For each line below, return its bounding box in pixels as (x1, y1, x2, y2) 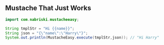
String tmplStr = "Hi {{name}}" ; (5, 26, 75, 31)
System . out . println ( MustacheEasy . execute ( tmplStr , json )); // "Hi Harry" (5, 35, 160, 40)
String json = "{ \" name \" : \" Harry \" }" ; (5, 31, 88, 36)
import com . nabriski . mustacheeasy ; (5, 17, 79, 22)
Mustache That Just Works (5, 4, 91, 12)
